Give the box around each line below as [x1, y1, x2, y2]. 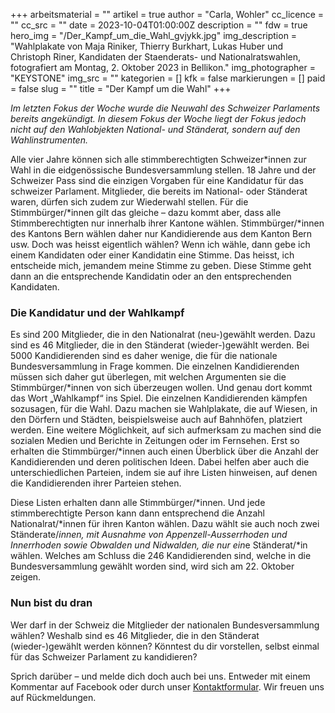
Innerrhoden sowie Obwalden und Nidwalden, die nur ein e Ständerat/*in [10, 539, 308, 551]
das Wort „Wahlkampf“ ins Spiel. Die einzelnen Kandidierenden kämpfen [10, 392, 308, 404]
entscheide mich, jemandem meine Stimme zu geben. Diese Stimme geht [10, 260, 312, 271]
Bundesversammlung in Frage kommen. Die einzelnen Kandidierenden [10, 360, 300, 373]
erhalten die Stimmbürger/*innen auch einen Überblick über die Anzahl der [10, 445, 320, 458]
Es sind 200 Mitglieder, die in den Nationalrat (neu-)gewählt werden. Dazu [10, 329, 316, 341]
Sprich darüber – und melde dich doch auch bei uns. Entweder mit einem [10, 670, 311, 682]
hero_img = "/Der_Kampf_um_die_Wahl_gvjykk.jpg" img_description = [10, 30, 298, 41]
